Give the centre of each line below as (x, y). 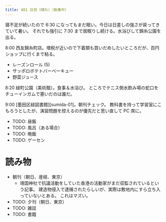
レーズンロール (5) (31, 64)
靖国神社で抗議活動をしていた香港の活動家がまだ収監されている (85, 183)
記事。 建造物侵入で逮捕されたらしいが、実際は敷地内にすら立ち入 (92, 189)
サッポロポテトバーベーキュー (43, 71)
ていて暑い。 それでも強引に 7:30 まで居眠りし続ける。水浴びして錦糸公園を (83, 31)
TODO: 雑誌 (24, 208)
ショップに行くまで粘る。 (31, 54)
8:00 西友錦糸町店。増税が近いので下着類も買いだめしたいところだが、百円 (83, 47)
